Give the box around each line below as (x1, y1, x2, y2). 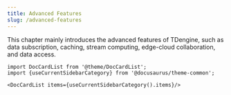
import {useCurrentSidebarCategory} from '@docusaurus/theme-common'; (7, 70, 215, 76)
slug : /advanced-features (7, 17, 82, 23)
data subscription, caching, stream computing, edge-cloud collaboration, (7, 43, 216, 51)
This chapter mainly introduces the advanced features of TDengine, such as (7, 35, 224, 43)
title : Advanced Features (7, 10, 82, 17)
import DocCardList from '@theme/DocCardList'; (7, 63, 147, 70)
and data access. (7, 50, 57, 59)
